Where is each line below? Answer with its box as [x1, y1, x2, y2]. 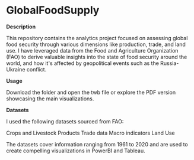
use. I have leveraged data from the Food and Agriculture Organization [6, 47, 179, 54]
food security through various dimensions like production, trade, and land [6, 41, 186, 48]
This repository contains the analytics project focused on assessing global [6, 34, 188, 41]
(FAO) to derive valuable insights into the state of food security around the [6, 53, 187, 60]
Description [6, 23, 36, 30]
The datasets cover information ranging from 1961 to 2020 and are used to [6, 141, 188, 148]
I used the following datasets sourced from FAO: [6, 117, 124, 125]
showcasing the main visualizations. [6, 95, 94, 102]
